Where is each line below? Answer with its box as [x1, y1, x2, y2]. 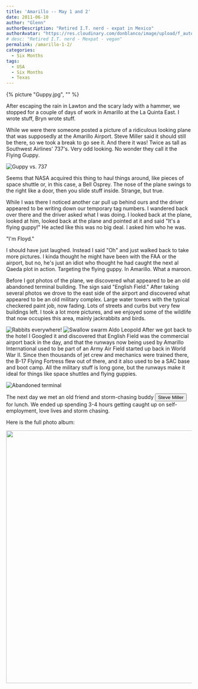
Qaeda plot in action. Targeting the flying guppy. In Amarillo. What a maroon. [6, 266, 192, 273]
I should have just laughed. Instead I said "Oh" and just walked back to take [6, 247, 189, 254]
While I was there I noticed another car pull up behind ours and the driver [6, 199, 184, 206]
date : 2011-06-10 [6, 14, 49, 20]
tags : [6, 58, 19, 64]
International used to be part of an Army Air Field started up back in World [6, 345, 186, 352]
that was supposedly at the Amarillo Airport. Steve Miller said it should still [6, 133, 186, 140]
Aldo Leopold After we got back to [108, 326, 192, 333]
